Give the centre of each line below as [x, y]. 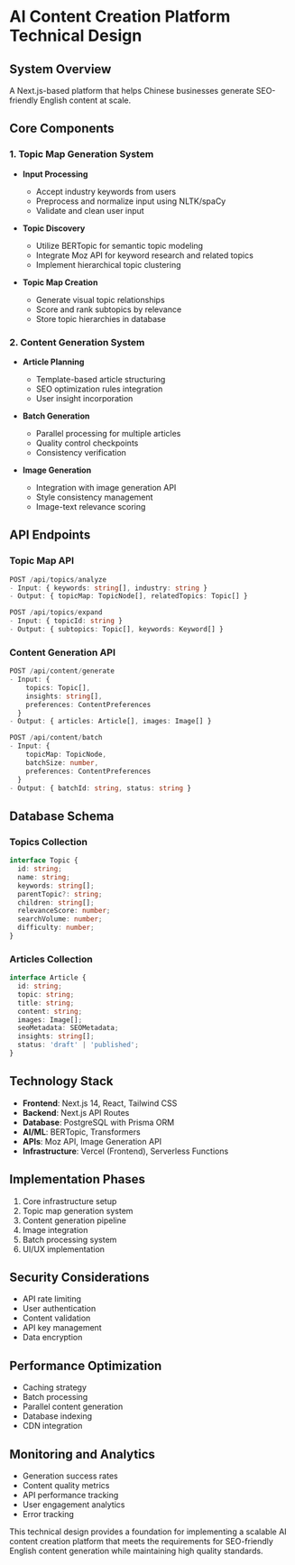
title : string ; [46, 1003]
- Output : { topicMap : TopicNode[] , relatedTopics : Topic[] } [129, 596]
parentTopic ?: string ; [60, 894]
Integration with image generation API [106, 487]
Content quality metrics [66, 1486]
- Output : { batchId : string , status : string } [101, 788]
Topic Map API [42, 561]
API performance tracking [70, 1496]
